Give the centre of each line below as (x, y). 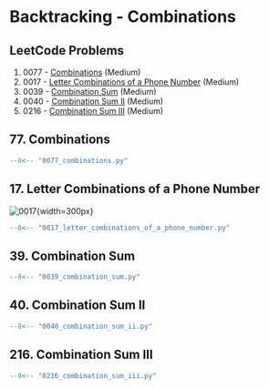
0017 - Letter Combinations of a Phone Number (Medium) (131, 82)
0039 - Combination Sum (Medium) (89, 92)
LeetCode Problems (67, 51)
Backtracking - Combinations (123, 17)
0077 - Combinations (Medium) (82, 72)
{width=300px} (65, 210)
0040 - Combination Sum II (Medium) (93, 101)
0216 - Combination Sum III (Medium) (93, 111)
